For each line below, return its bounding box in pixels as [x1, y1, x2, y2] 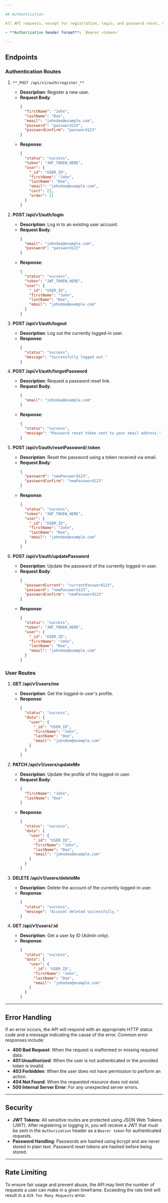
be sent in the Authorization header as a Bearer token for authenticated [12, 1127, 161, 1134]
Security [5, 1103, 32, 1112]
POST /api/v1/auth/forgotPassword [12, 368, 87, 375]
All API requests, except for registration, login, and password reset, [5, 21, 160, 26]
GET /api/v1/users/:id [12, 923, 58, 929]
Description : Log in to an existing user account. [19, 221, 118, 227]
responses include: [5, 1037, 44, 1043]
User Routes [5, 669, 36, 676]
